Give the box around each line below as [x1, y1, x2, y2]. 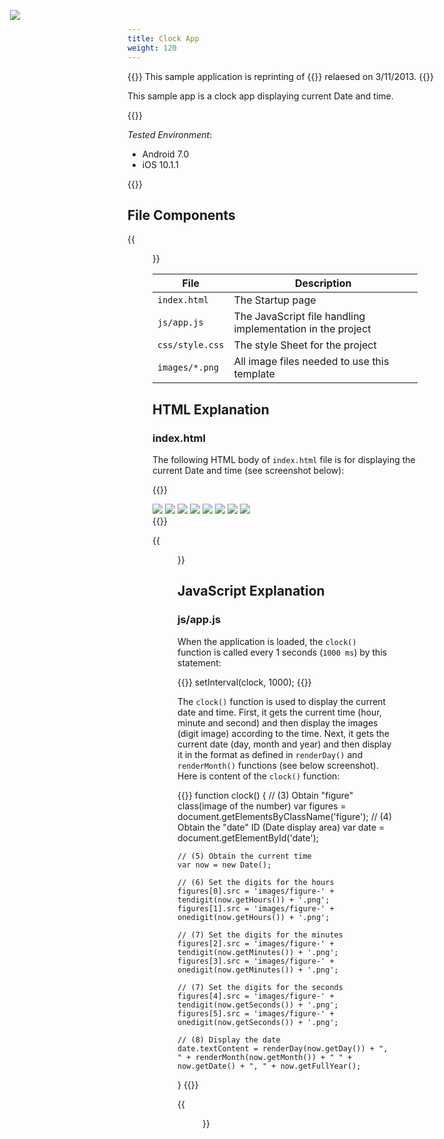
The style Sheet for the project [233, 338, 377, 352]
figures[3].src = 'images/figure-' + [177, 956, 335, 966]
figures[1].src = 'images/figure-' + [177, 903, 335, 914]
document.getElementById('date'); [177, 831, 320, 844]
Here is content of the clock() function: [177, 770, 340, 782]
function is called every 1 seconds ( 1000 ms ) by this [177, 646, 388, 658]
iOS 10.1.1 [141, 158, 180, 170]
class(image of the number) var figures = [177, 800, 347, 812]
